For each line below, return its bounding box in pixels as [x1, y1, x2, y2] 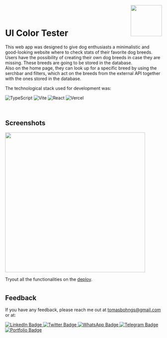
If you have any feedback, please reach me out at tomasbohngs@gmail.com [5, 307, 161, 313]
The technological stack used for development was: [5, 85, 111, 91]
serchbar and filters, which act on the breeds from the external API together [5, 70, 161, 76]
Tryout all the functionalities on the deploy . [5, 276, 93, 282]
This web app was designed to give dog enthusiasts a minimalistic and [5, 44, 150, 50]
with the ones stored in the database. [5, 76, 82, 82]
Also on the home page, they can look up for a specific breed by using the [5, 65, 157, 71]
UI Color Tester [5, 27, 69, 39]
